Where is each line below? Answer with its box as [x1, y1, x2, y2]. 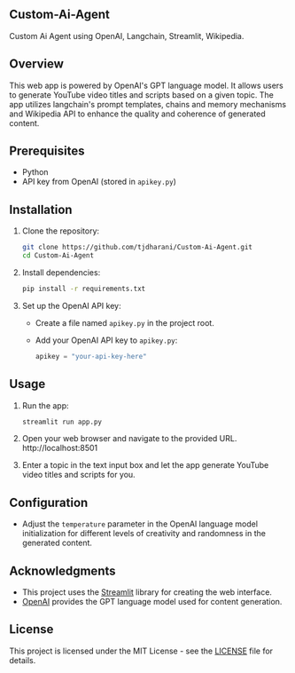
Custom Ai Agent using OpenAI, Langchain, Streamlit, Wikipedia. [9, 30, 245, 41]
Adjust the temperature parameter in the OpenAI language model [21, 519, 259, 529]
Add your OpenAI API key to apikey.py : [35, 335, 178, 345]
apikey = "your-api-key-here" [35, 352, 148, 360]
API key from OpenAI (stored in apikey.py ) [21, 177, 177, 187]
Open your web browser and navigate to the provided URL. [21, 433, 237, 444]
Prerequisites [9, 144, 85, 159]
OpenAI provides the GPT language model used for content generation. [21, 597, 283, 607]
